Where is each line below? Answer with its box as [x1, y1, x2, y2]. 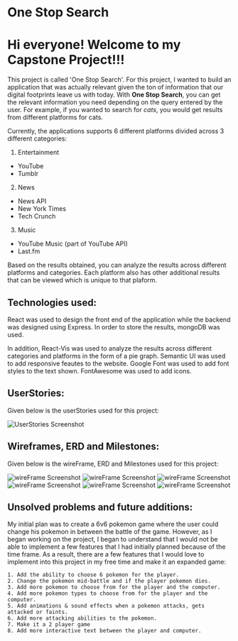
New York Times [17, 204, 66, 213]
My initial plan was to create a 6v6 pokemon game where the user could [7, 520, 219, 529]
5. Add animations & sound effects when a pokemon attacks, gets [7, 603, 205, 610]
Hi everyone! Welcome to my [7, 37, 181, 53]
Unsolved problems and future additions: [7, 501, 193, 513]
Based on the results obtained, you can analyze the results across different [7, 261, 227, 270]
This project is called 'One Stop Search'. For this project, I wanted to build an [7, 75, 232, 84]
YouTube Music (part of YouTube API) [17, 239, 128, 248]
